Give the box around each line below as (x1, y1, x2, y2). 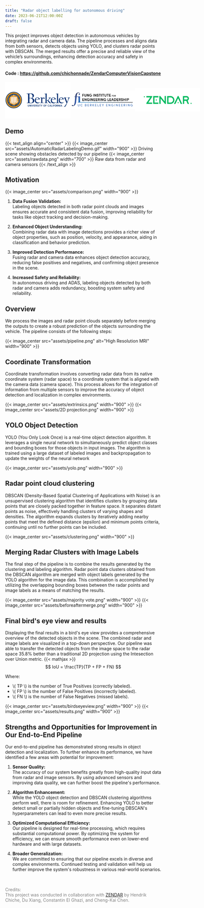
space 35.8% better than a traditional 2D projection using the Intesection (5, 651, 153, 657)
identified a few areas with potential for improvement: (5, 754, 114, 760)
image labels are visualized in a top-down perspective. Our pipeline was (5, 640, 152, 646)
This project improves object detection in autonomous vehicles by (5, 33, 140, 39)
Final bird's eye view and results (5, 617, 107, 625)
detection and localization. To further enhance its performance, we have (5, 749, 153, 755)
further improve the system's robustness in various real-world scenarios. (12, 866, 161, 872)
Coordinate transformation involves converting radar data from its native (5, 371, 153, 377)
